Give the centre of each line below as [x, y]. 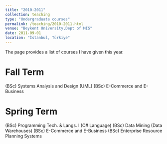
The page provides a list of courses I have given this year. [64, 52]
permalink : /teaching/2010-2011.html [44, 24]
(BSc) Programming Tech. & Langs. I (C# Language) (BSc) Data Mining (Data [84, 125]
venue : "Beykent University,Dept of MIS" [49, 28]
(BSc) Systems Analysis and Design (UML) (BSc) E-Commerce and [74, 86]
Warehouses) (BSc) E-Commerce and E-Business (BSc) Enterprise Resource [84, 130]
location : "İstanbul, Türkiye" [38, 38]
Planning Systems [24, 136]
